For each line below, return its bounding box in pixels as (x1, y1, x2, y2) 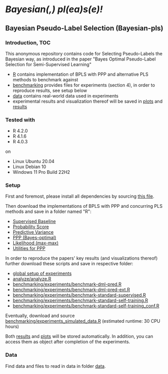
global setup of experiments (12, 270, 72, 276)
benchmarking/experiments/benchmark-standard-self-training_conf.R (12, 303, 159, 309)
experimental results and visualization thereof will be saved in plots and (12, 98, 163, 104)
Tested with (5, 116, 35, 123)
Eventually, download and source (5, 313, 75, 319)
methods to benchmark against (12, 76, 78, 82)
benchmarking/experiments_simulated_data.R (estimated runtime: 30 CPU (5, 318, 160, 324)
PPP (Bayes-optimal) (12, 235, 57, 241)
